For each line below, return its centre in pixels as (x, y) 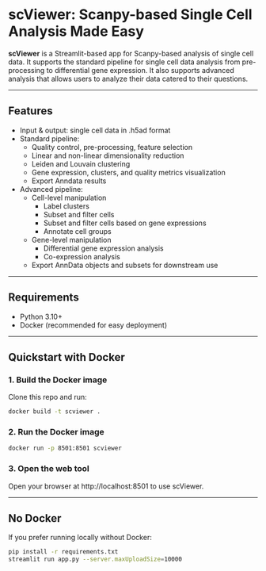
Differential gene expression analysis (103, 248)
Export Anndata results (69, 181)
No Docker (35, 518)
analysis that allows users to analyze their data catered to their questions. (128, 79)
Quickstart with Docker (66, 357)
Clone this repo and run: (47, 397)
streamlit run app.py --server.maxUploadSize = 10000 (95, 560)
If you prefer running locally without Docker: (80, 538)
